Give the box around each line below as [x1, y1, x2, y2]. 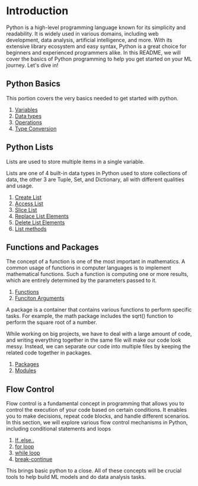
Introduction [6, 4, 69, 18]
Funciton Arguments [14, 295, 65, 302]
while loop [14, 449, 40, 456]
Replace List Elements [14, 212, 69, 220]
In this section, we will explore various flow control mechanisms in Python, [6, 419, 188, 426]
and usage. [6, 182, 34, 189]
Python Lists [6, 142, 53, 153]
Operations [14, 119, 43, 126]
